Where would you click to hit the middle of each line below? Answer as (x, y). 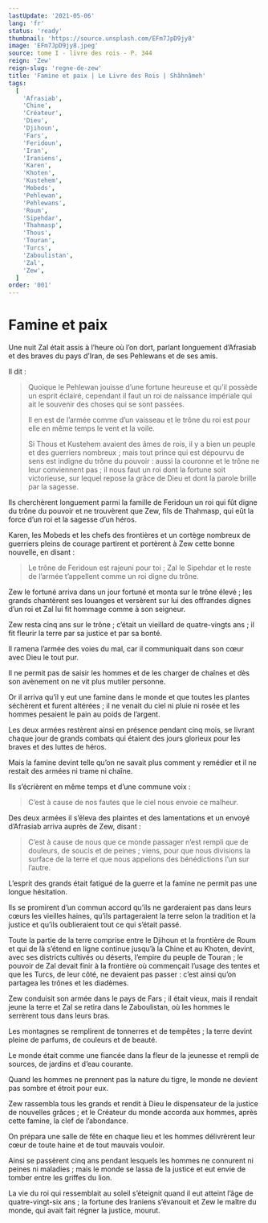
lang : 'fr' (26, 23)
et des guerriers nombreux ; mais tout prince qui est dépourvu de (136, 452)
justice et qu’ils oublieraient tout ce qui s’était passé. (95, 925)
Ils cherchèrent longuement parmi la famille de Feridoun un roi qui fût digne (133, 502)
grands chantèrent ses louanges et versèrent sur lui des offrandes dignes (130, 601)
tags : (17, 83)
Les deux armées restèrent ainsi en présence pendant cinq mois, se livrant (132, 730)
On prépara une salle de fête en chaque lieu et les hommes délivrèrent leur (132, 1137)
